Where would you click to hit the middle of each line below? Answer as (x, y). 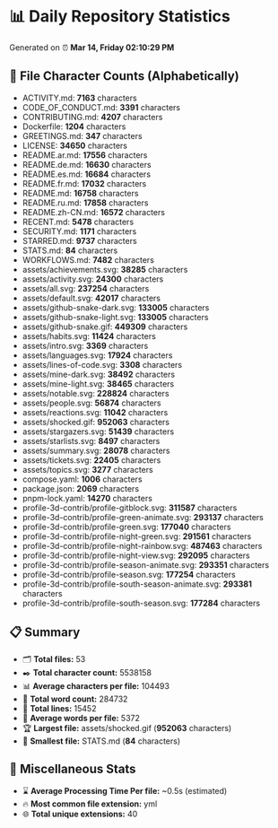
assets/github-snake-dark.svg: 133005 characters (116, 307)
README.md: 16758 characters (80, 193)
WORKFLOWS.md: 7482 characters (88, 259)
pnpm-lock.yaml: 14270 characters (87, 498)
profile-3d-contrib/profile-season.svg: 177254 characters (129, 574)
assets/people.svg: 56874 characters (91, 403)
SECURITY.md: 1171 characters (79, 231)
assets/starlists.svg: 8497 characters (91, 440)
